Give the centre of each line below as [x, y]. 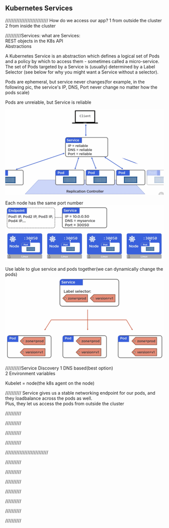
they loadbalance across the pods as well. [49, 398]
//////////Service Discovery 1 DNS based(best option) [59, 368]
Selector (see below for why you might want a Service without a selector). [82, 72]
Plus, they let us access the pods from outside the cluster [65, 403]
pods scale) [17, 92]
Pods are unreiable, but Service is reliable [48, 102]
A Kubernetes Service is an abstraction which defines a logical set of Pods [82, 56]
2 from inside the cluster [31, 26]
